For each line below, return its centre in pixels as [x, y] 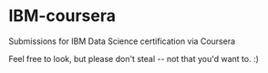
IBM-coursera [62, 16]
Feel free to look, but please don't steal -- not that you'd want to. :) [134, 58]
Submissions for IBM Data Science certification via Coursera [122, 41]
